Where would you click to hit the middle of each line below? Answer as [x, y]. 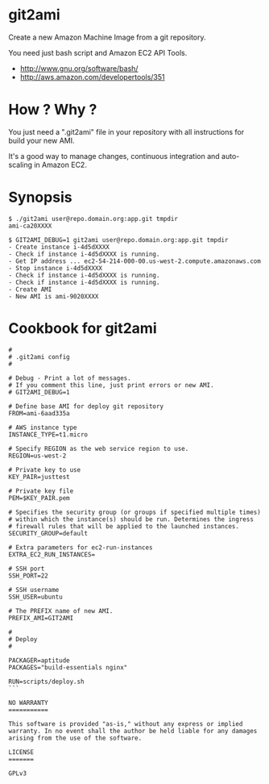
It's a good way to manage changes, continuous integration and [114, 156]
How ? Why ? [53, 110]
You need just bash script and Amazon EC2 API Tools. [98, 52]
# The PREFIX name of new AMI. [61, 611]
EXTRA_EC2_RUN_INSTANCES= [52, 554]
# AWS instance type [43, 427]
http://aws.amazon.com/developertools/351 [92, 77]
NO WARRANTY [28, 703]
